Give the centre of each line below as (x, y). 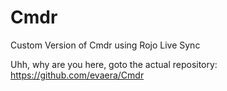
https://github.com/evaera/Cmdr (77, 75)
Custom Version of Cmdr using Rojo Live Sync (105, 45)
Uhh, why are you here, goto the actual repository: (114, 64)
